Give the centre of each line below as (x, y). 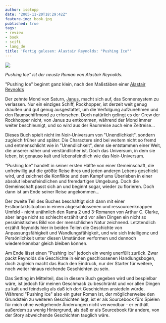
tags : (11, 28)
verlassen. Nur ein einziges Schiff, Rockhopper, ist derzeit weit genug (76, 104)
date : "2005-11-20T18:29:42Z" (36, 14)
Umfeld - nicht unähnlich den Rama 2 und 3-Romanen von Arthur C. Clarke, (82, 212)
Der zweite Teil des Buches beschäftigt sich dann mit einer (65, 201)
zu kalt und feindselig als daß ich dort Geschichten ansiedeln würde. (75, 289)
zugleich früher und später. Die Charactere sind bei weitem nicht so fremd (81, 140)
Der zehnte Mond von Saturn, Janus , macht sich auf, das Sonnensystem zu (82, 99)
